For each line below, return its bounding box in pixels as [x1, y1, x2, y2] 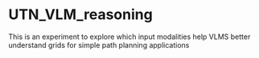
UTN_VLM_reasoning [8, 6, 153, 24]
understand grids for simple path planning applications [8, 40, 190, 49]
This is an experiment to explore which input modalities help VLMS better [8, 32, 251, 41]
